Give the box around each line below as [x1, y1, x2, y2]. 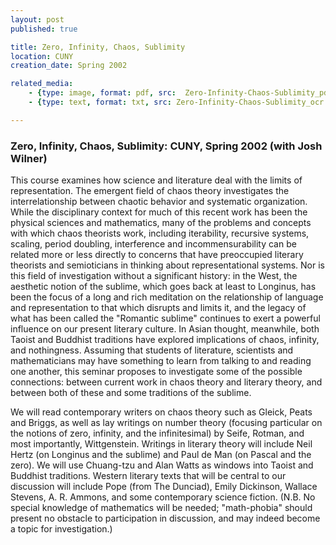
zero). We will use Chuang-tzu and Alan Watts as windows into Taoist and [10, 459, 314, 471]
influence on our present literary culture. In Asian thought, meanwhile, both [10, 323, 320, 335]
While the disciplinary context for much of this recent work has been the [10, 206, 308, 218]
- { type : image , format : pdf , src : [28, 88, 177, 98]
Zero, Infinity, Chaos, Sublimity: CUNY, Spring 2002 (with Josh [10, 139, 323, 153]
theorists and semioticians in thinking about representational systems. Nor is [10, 259, 325, 271]
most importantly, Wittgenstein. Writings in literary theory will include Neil [10, 438, 313, 450]
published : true [10, 24, 78, 34]
